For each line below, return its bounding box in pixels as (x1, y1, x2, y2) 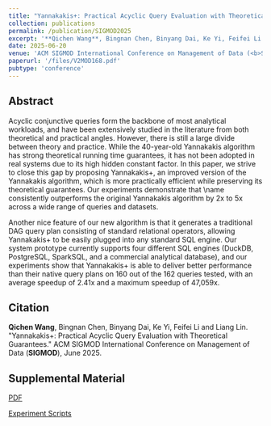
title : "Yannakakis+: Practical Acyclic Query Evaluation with (8, 11, 226, 20)
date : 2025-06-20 (8, 42, 67, 50)
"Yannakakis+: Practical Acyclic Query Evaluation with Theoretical (8, 331, 228, 340)
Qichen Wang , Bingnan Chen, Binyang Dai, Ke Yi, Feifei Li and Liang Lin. (8, 323, 248, 332)
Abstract (8, 95, 54, 108)
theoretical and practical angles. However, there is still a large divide (8, 133, 236, 142)
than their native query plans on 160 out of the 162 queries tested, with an (8, 268, 253, 279)
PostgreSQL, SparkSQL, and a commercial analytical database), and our (8, 251, 248, 261)
